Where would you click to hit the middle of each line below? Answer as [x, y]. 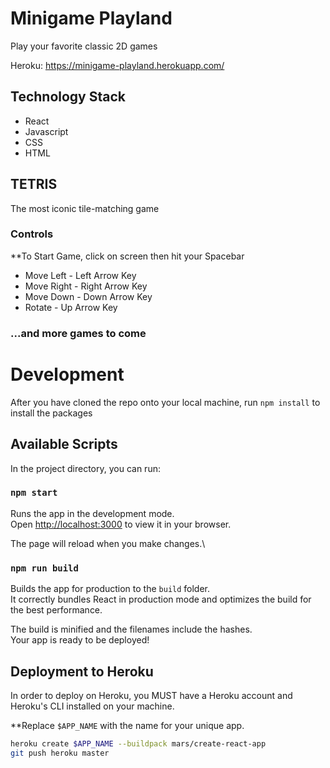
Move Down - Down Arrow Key [88, 296]
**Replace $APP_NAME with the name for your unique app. [127, 725]
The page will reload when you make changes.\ [108, 543]
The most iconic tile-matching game [85, 208]
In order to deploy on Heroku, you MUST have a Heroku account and [151, 695]
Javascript [46, 131]
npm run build [44, 568]
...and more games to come [78, 333]
